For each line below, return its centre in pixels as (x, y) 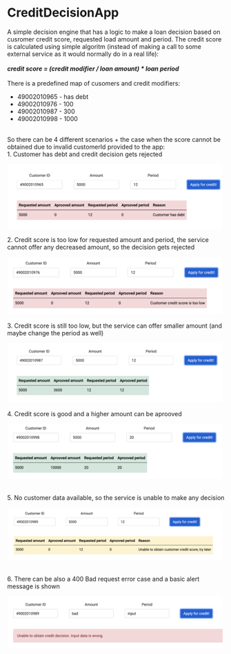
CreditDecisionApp (63, 13)
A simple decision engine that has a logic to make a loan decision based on (114, 32)
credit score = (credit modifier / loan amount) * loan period (93, 68)
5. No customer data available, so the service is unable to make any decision (116, 497)
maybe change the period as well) (56, 333)
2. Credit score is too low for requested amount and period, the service (108, 239)
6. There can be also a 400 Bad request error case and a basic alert (103, 579)
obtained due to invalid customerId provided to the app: (86, 147)
